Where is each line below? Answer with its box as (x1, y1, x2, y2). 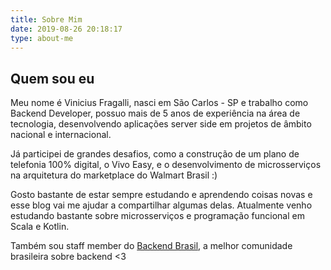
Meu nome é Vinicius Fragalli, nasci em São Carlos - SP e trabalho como (10, 97, 309, 109)
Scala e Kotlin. (10, 221, 70, 233)
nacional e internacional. (10, 129, 112, 141)
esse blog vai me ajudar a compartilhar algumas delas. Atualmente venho (10, 199, 313, 211)
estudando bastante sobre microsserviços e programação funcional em (10, 210, 305, 222)
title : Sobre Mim (10, 14, 83, 25)
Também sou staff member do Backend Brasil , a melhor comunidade (10, 240, 293, 252)
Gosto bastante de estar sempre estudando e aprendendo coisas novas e (10, 189, 313, 201)
